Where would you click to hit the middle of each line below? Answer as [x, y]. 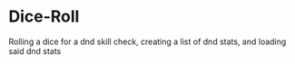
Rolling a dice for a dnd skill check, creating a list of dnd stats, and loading [147, 41]
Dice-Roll [44, 17]
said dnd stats [35, 50]
